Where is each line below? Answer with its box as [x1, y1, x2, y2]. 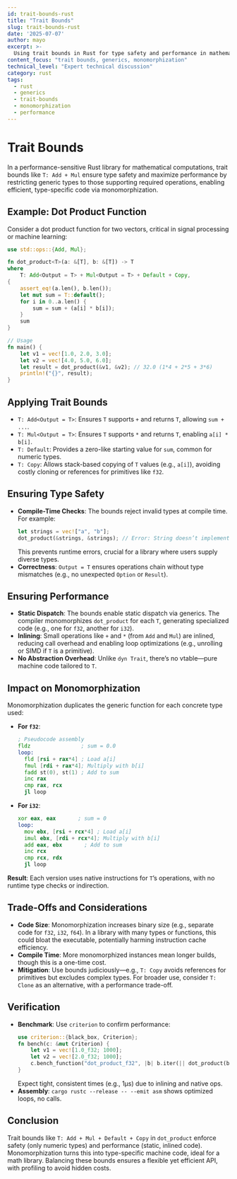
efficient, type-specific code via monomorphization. [7, 185, 159, 194]
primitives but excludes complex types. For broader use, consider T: [17, 973, 217, 982]
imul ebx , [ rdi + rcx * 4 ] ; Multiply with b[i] [24, 835, 161, 842]
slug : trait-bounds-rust [7, 23, 80, 30]
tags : [7, 76, 23, 83]
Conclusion [7, 1115, 59, 1127]
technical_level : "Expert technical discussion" [7, 63, 153, 70]
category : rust [7, 69, 52, 76]
